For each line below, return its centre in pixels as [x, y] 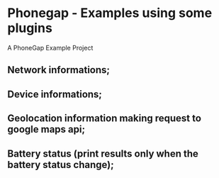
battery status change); [61, 165]
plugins [30, 28]
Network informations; [59, 70]
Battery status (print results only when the [103, 154]
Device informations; [55, 94]
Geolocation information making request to [105, 118]
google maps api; [46, 129]
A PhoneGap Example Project [50, 48]
